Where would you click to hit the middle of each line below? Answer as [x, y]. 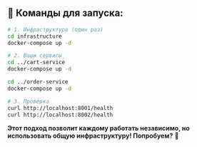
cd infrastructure [35, 36]
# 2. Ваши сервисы [35, 56]
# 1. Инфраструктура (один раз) [55, 29]
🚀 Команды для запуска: [65, 13]
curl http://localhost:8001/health [60, 108]
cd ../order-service [38, 82]
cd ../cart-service [36, 62]
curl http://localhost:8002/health [60, 115]
